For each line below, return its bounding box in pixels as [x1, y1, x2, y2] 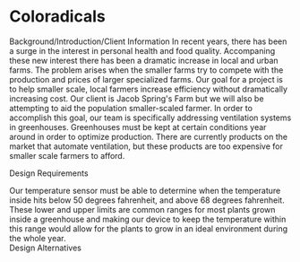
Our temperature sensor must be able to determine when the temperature [9, 185, 281, 196]
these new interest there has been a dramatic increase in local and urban [9, 55, 279, 65]
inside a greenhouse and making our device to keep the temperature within [9, 214, 287, 224]
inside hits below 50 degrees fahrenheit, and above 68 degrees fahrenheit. [9, 195, 285, 205]
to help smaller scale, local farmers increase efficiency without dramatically [9, 83, 288, 94]
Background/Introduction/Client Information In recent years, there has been [9, 36, 287, 47]
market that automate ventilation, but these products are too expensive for [9, 141, 284, 152]
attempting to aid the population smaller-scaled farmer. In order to [9, 102, 253, 113]
